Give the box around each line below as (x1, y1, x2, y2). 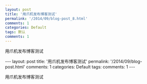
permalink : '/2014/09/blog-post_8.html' (5, 16, 88, 21)
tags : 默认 (5, 30, 26, 34)
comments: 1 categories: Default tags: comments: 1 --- (26, 64, 135, 69)
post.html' (5, 64, 25, 69)
